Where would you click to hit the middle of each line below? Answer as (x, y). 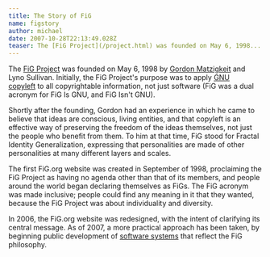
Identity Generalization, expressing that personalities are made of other (127, 145)
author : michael (35, 31)
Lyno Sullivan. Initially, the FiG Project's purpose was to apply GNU (119, 78)
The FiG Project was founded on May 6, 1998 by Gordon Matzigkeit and (127, 69)
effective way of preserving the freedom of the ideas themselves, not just (130, 128)
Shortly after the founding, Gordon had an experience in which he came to (132, 111)
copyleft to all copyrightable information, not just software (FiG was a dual (131, 86)
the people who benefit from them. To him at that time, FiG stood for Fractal (134, 136)
